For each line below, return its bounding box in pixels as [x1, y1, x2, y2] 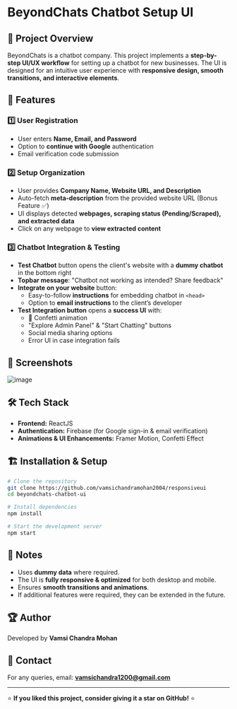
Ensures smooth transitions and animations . [17, 582, 150, 591]
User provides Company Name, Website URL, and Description [17, 186, 201, 194]
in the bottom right [17, 269, 72, 277]
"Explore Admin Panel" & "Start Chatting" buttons [28, 321, 171, 329]
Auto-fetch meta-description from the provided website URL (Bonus [17, 194, 218, 202]
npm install [7, 510, 42, 517]
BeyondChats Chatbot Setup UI [7, 4, 194, 20]
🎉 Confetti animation [28, 314, 88, 322]
